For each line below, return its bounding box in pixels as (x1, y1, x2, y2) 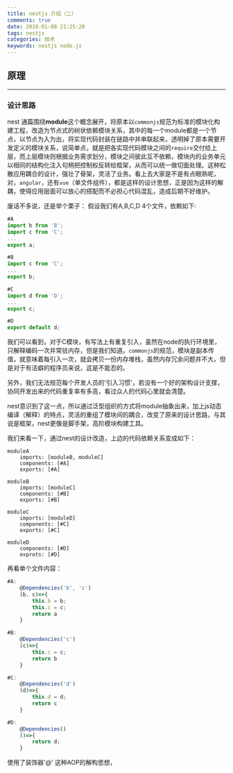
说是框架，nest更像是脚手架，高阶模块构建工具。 (7, 419, 148, 428)
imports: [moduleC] (19, 484, 76, 492)
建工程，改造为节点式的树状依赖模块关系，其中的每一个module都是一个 (7, 126, 212, 135)
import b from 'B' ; (7, 222, 64, 229)
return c (32, 700, 58, 707)
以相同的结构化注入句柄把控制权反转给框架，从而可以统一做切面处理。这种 (7, 161, 220, 169)
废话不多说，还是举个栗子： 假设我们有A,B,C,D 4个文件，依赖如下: (7, 202, 196, 210)
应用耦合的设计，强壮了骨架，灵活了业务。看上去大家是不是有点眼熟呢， (12, 169, 220, 178)
